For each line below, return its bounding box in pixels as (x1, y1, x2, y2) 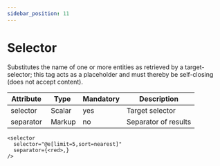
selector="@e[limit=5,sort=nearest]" (13, 140, 122, 147)
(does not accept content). (7, 77, 83, 86)
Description (139, 94, 178, 104)
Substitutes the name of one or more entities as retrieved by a (7, 63, 183, 71)
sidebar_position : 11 (7, 10, 70, 17)
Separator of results (126, 117, 192, 127)
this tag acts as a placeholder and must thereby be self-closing (33, 70, 214, 78)
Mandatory (82, 94, 120, 104)
